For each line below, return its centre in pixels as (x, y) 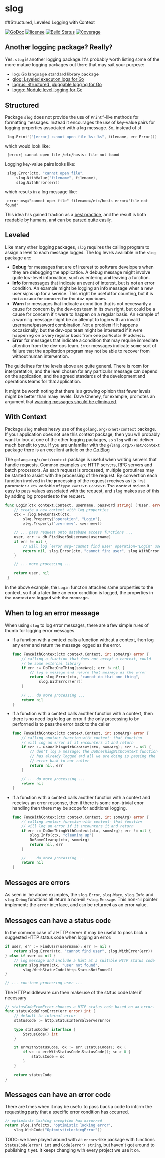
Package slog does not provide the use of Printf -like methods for (72, 117)
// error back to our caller (60, 761)
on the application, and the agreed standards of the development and (75, 376)
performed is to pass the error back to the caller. (61, 724)
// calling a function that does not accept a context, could (86, 659)
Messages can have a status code (58, 920)
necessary (16, 998)
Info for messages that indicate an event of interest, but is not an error (83, 283)
